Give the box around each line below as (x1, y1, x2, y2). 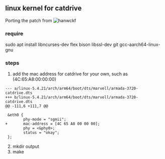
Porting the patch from (5, 17, 52, 23)
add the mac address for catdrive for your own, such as (12, 71, 128, 77)
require (5, 30, 24, 37)
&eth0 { (7, 113, 24, 118)
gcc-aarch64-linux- (119, 41, 160, 47)
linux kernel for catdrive (5, 4, 82, 13)
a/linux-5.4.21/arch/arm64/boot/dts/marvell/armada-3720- (14, 86, 138, 91)
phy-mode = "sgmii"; (23, 117, 66, 122)
